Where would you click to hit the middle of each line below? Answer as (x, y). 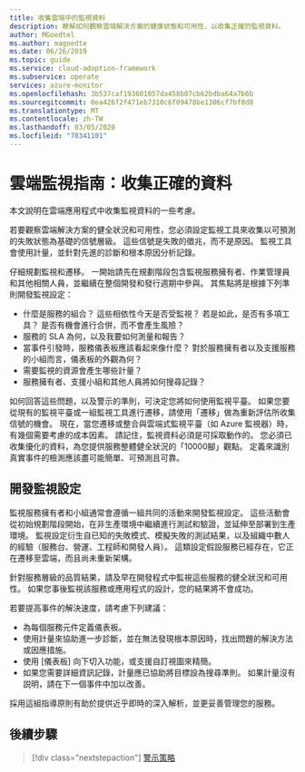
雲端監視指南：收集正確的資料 (121, 184)
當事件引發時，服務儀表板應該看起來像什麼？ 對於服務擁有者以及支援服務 (159, 347)
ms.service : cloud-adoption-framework (83, 69)
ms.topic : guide (40, 60)
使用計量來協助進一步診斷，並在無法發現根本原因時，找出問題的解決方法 (157, 638)
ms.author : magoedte (49, 43)
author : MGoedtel (42, 34)
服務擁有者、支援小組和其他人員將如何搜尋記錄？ (114, 381)
